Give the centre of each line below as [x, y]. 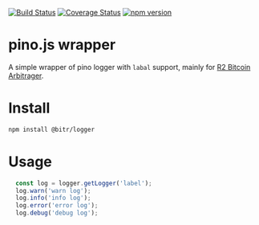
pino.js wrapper [62, 45]
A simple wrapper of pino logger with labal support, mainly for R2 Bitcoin [129, 67]
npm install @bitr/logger [51, 129]
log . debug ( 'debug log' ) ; [57, 213]
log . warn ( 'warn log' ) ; [53, 190]
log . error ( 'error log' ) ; [57, 206]
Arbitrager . [26, 76]
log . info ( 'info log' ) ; [53, 198]
